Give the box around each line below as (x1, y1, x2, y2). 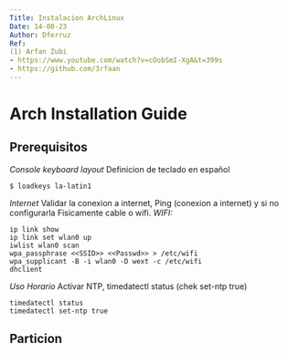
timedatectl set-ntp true (9, 306, 108, 316)
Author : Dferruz (9, 30, 71, 39)
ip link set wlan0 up (9, 233, 92, 242)
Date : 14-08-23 (9, 22, 68, 31)
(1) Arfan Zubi (9, 47, 68, 57)
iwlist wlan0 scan (9, 241, 80, 250)
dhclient (9, 265, 43, 274)
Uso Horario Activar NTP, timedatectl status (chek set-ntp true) (9, 280, 248, 292)
